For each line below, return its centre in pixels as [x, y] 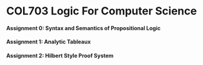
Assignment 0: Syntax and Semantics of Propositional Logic [83, 28]
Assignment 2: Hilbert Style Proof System [60, 55]
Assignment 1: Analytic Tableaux [48, 42]
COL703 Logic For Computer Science [101, 11]
